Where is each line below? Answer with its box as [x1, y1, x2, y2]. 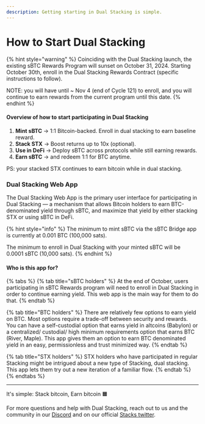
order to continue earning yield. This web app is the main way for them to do [6, 290, 199, 298]
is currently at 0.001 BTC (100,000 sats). [6, 232, 107, 239]
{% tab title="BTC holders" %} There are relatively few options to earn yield [6, 309, 196, 316]
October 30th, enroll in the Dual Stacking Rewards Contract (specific [6, 68, 179, 76]
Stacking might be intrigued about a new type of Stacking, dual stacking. [6, 359, 189, 367]
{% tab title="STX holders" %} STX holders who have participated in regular [6, 353, 198, 361]
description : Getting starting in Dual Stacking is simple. [6, 9, 163, 15]
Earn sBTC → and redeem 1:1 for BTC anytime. [15, 153, 132, 160]
